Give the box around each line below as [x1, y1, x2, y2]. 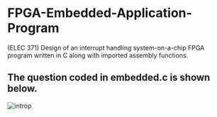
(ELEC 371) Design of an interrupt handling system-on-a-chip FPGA [7, 43, 205, 52]
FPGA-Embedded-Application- [7, 5, 193, 21]
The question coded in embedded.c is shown [7, 72, 211, 84]
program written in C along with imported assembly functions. [7, 51, 189, 60]
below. [7, 83, 38, 95]
